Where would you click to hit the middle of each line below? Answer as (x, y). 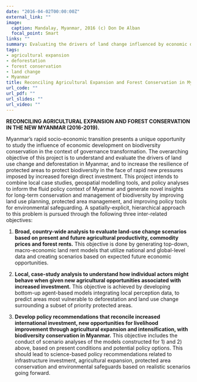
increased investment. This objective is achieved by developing (92, 286)
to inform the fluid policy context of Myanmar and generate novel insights (95, 189)
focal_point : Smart (35, 33)
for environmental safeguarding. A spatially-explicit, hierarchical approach (96, 207)
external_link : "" (28, 17)
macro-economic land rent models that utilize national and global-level (100, 250)
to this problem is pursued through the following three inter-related (87, 214)
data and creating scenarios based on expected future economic (93, 256)
